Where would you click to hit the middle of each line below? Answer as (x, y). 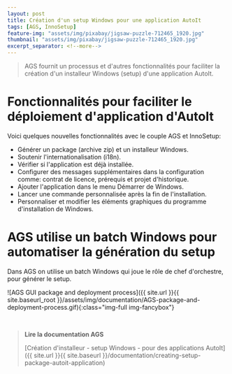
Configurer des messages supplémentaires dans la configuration (111, 171)
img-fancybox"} (152, 307)
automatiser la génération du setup (111, 252)
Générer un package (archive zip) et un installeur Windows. (103, 149)
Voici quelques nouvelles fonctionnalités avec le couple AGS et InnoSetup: (114, 136)
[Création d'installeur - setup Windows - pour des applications (114, 347)
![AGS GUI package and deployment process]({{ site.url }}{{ (93, 292)
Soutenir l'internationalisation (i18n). (69, 157)
